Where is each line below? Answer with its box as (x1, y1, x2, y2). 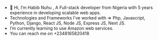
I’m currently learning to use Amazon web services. (9, 25, 113, 31)
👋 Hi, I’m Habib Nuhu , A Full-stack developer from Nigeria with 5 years (9, 5, 153, 10)
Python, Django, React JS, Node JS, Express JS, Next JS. (9, 20, 126, 26)
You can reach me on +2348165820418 (9, 31, 90, 36)
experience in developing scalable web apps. (9, 10, 101, 16)
